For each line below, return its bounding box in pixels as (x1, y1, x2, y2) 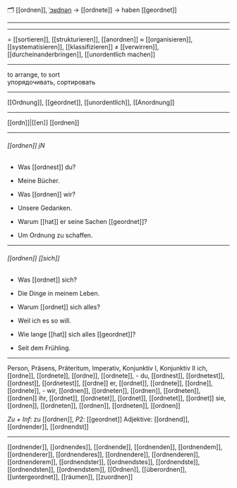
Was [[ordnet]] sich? (17, 275, 78, 284)
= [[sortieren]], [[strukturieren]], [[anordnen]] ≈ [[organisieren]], (7, 35, 193, 44)
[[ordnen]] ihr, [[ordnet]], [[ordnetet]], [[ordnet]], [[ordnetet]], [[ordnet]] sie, (7, 394, 226, 403)
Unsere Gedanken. (17, 204, 73, 213)
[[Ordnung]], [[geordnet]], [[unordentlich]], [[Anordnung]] (7, 98, 175, 106)
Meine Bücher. (17, 177, 60, 185)
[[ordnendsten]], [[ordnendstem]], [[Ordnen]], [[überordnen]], (7, 465, 187, 474)
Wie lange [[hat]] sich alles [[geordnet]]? (17, 330, 136, 339)
